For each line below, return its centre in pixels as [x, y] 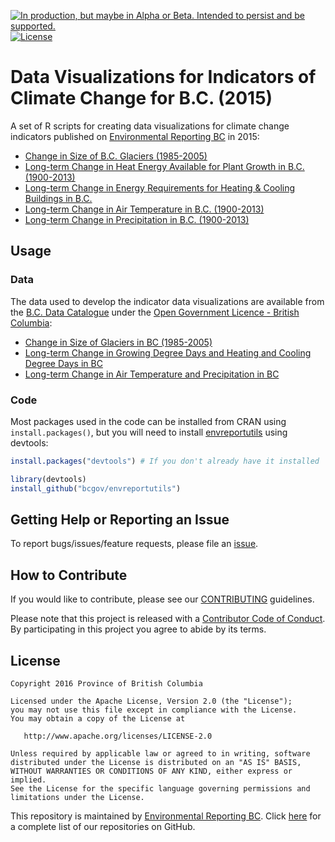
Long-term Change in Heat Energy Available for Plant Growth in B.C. [164, 166]
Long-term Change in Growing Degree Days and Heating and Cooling [168, 352]
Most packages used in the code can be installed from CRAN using [148, 421]
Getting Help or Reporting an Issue [120, 519]
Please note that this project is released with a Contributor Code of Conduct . [168, 619]
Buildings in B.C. [58, 198]
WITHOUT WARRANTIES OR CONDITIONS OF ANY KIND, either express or [151, 771]
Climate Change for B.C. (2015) [141, 98]
